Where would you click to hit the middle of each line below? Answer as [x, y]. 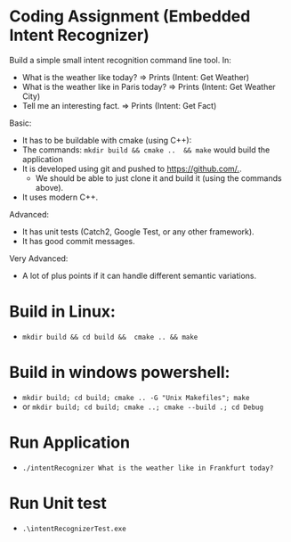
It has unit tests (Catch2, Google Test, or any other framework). [138, 231]
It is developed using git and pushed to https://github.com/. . [132, 168]
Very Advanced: [39, 258]
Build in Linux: [62, 312]
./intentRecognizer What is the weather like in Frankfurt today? [148, 468]
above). [49, 187]
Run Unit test [58, 503]
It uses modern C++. [60, 197]
